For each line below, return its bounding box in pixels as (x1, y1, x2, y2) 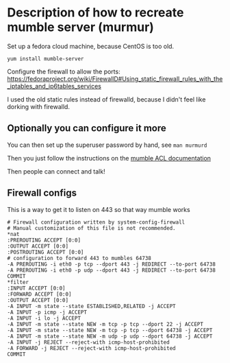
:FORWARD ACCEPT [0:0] (7, 290, 72, 298)
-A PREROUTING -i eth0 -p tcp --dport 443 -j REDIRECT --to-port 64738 (7, 261, 216, 268)
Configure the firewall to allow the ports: (7, 67, 121, 75)
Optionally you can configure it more (7, 122, 166, 134)
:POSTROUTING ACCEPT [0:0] (7, 248, 84, 255)
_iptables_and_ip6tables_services (7, 82, 101, 90)
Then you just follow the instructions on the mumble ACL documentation (7, 154, 211, 162)
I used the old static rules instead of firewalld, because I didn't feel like (7, 95, 206, 104)
